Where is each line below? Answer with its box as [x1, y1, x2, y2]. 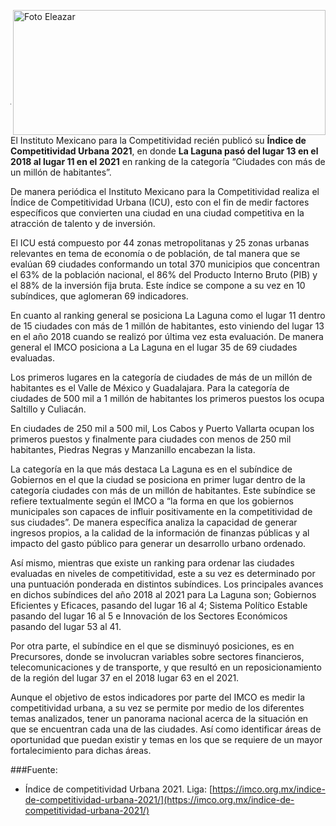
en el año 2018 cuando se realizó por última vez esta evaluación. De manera [10, 331, 324, 342]
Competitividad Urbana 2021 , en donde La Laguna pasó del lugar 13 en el [10, 145, 319, 157]
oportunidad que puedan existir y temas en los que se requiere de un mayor [10, 734, 323, 745]
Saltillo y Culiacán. [10, 403, 87, 415]
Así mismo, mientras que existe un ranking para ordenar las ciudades [10, 557, 295, 569]
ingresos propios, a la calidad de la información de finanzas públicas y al [10, 527, 310, 539]
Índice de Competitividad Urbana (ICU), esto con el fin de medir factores [10, 196, 310, 208]
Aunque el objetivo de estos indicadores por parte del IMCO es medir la [10, 691, 306, 703]
